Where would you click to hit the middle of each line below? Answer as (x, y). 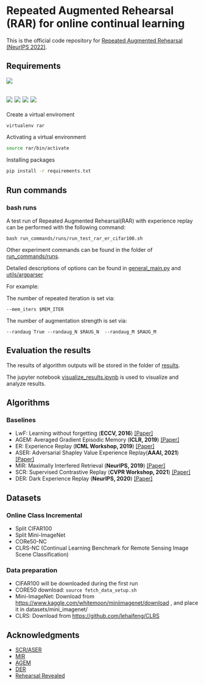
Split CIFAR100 (33, 529)
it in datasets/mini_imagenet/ (51, 609)
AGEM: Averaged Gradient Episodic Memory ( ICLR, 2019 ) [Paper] (97, 440)
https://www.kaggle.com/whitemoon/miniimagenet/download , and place (107, 603)
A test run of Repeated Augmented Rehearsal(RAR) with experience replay (100, 221)
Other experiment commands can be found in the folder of (79, 249)
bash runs (22, 207)
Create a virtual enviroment (40, 114)
